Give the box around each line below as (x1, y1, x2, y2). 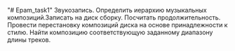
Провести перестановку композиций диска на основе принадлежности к (7, 21, 228, 29)
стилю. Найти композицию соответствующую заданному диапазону (7, 28, 213, 36)
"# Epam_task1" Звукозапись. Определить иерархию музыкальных (7, 6, 207, 14)
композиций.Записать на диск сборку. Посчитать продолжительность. (7, 13, 221, 22)
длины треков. (7, 36, 51, 44)
